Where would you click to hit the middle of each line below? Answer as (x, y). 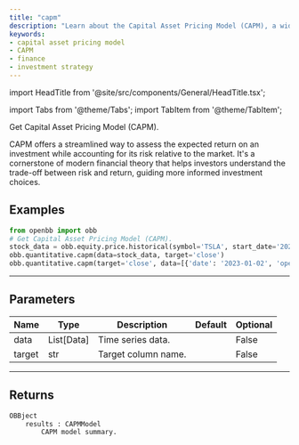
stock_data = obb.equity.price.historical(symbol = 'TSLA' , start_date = (143, 247)
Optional (254, 324)
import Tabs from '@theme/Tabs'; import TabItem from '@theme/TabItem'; (146, 109)
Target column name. (142, 354)
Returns (32, 396)
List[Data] (69, 339)
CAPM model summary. (79, 433)
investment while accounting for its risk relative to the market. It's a (132, 153)
